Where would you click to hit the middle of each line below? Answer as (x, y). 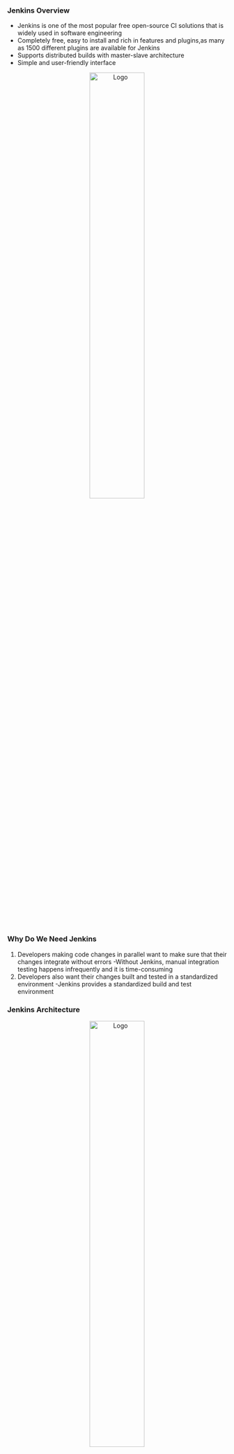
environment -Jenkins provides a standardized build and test (104, 984)
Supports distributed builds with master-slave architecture (101, 55)
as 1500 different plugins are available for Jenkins (88, 48)
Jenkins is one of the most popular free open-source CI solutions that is (120, 26)
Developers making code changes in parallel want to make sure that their (122, 954)
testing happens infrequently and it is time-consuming (95, 969)
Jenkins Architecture (44, 1009)
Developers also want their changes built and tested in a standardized (117, 977)
